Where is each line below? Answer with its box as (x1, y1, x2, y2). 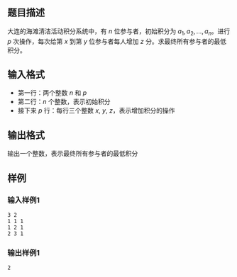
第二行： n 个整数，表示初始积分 (17, 98, 111, 106)
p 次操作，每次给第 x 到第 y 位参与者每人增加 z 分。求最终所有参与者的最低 (7, 37, 227, 45)
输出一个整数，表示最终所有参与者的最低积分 (7, 149, 138, 158)
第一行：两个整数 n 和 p (17, 89, 87, 97)
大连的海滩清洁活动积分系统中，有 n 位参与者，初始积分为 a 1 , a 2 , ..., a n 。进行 (7, 27, 231, 37)
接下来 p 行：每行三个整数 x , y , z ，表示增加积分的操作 (17, 106, 175, 115)
